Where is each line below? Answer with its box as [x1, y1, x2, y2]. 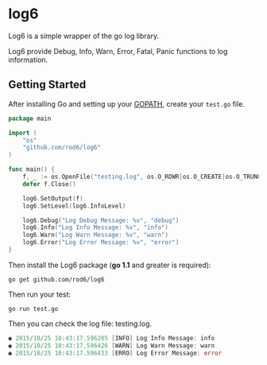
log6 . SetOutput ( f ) [22, 194, 83, 203]
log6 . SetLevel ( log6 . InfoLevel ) [22, 202, 126, 210]
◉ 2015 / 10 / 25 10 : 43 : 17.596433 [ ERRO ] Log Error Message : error [8, 349, 222, 357]
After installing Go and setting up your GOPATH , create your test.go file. [8, 99, 245, 108]
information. [8, 55, 48, 64]
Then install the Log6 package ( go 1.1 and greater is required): [8, 260, 211, 270]
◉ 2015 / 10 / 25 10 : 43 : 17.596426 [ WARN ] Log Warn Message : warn [8, 341, 215, 350]
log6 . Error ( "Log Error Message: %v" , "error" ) [22, 239, 180, 247]
